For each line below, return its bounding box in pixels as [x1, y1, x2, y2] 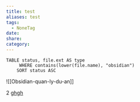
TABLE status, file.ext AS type [6, 57, 85, 63]
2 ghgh [6, 89, 23, 96]
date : [6, 30, 19, 36]
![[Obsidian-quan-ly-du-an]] [6, 77, 74, 85]
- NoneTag [11, 25, 35, 31]
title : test [6, 8, 35, 15]
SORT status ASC [16, 67, 57, 73]
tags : [6, 19, 19, 25]
